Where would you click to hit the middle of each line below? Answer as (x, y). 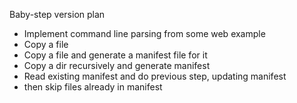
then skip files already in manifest (93, 87)
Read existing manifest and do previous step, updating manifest (155, 76)
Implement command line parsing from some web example (144, 33)
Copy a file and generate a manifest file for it (115, 55)
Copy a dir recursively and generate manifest (117, 65)
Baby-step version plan (57, 14)
